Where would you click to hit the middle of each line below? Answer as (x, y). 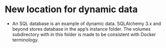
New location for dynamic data (71, 9)
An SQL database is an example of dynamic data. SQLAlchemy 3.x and (87, 23)
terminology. (25, 40)
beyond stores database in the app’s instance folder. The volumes (81, 29)
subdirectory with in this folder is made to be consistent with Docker (84, 34)
